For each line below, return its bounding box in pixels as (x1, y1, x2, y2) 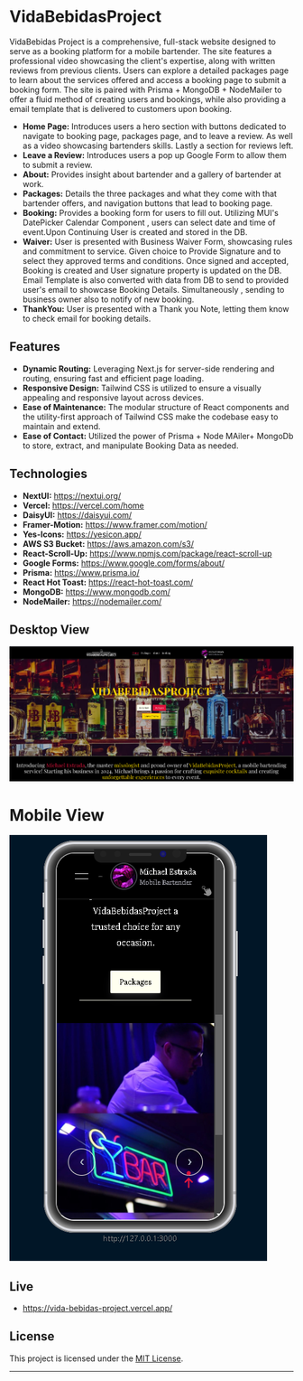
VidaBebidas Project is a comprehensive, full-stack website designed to (9, 36, 277, 47)
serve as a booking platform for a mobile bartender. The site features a (9, 45, 272, 56)
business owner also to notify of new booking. (22, 294, 195, 305)
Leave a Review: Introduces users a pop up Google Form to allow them (22, 149, 287, 160)
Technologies (9, 466, 88, 482)
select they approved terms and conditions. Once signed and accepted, (22, 255, 289, 266)
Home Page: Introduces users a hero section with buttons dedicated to (22, 120, 287, 132)
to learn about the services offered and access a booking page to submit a (9, 74, 287, 85)
